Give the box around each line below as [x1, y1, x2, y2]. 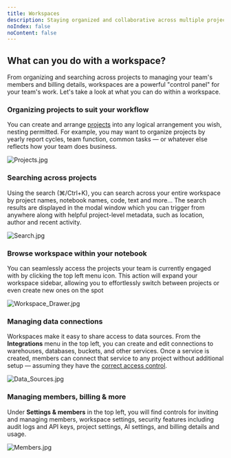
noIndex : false [7, 23, 51, 30]
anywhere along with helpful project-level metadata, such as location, [7, 211, 205, 219]
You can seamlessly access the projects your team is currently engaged [7, 264, 211, 272]
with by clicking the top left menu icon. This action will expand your [7, 271, 198, 280]
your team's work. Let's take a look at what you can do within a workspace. [7, 87, 221, 96]
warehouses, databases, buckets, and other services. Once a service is [7, 347, 210, 355]
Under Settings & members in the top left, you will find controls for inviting [7, 408, 219, 416]
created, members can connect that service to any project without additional [7, 354, 224, 362]
